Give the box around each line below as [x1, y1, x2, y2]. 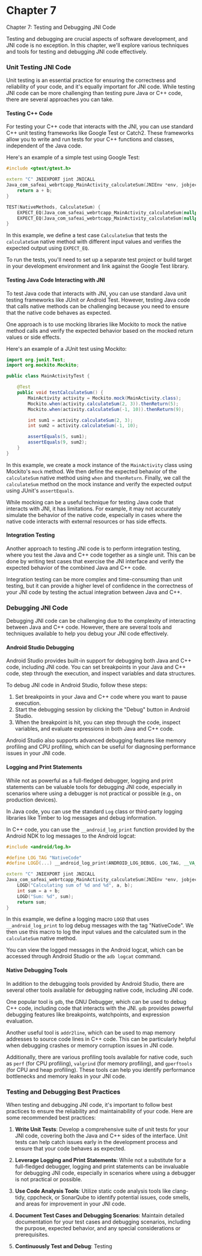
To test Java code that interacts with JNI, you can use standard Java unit [6, 289, 187, 297]
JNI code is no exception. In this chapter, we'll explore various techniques [6, 42, 189, 49]
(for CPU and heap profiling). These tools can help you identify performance [6, 1066, 195, 1073]
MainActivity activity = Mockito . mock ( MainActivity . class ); [28, 395, 182, 401]
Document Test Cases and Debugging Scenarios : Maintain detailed [14, 1211, 185, 1219]
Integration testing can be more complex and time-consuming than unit [6, 575, 183, 583]
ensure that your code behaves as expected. [14, 1145, 126, 1152]
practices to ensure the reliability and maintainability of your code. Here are [6, 1107, 194, 1115]
